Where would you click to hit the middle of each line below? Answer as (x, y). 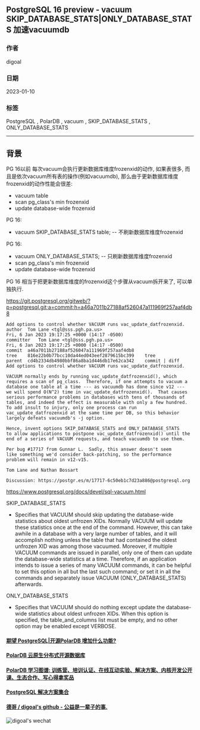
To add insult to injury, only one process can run (71, 408)
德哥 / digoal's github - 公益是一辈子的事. (57, 707)
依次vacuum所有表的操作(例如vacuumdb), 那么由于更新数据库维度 (97, 176)
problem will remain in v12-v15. (48, 460)
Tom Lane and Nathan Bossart (42, 470)
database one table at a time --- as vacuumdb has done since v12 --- (96, 387)
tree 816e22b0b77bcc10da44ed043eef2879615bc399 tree (81, 356)
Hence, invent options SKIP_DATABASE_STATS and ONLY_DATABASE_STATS (93, 429)
